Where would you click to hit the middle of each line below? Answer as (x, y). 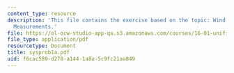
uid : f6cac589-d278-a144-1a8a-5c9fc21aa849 (71, 59)
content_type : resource (42, 14)
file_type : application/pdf (48, 40)
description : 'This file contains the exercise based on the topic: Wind (117, 20)
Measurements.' (36, 26)
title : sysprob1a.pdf (39, 53)
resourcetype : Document (42, 46)
